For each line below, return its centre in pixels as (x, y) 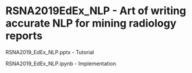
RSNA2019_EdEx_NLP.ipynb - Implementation (61, 64)
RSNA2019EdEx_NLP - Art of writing (96, 11)
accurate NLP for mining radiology (91, 23)
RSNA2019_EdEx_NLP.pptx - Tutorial (50, 52)
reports (24, 36)
